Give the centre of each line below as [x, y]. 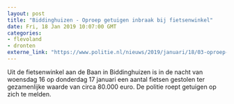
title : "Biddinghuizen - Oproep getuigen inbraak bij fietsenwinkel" [110, 20]
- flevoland [24, 40]
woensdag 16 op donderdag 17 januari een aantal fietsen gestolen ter [106, 79]
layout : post [26, 14]
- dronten [22, 46]
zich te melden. [29, 94]
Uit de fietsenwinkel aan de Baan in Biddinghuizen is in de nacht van [105, 72]
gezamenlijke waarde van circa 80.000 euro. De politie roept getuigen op [112, 87]
